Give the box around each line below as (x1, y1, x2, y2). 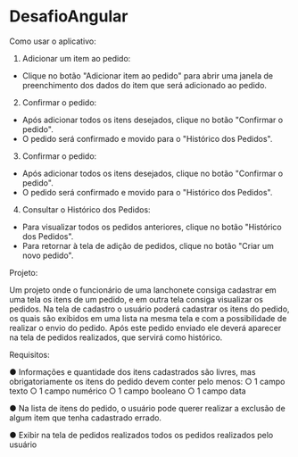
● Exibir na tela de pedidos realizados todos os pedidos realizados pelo (9, 429, 274, 440)
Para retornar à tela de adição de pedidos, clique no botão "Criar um (21, 240, 274, 251)
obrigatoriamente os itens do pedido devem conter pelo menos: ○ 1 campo (9, 376, 286, 386)
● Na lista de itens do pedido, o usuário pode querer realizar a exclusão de (9, 403, 286, 413)
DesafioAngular (9, 6, 128, 27)
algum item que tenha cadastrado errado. (9, 412, 162, 423)
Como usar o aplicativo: (9, 36, 96, 46)
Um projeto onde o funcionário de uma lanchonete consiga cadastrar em (9, 284, 277, 295)
